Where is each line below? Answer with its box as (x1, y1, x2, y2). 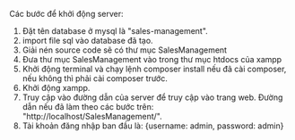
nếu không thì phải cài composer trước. (22, 73, 168, 84)
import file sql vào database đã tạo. (22, 36, 154, 45)
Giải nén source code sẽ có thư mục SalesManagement (22, 45, 227, 55)
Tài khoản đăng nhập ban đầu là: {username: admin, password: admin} (22, 120, 284, 131)
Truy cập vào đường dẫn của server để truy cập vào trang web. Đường (22, 92, 283, 103)
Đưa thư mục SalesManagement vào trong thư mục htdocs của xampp (22, 54, 282, 64)
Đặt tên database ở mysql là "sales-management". (22, 26, 208, 36)
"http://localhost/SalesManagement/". (22, 111, 163, 121)
